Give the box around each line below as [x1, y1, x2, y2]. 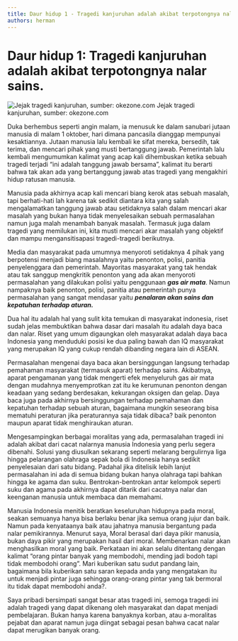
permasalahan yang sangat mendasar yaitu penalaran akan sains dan [7, 293, 214, 302]
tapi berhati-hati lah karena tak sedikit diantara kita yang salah [7, 197, 189, 205]
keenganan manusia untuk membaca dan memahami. [7, 493, 164, 501]
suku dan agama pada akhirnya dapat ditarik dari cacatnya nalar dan [7, 486, 208, 494]
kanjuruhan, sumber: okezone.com [7, 109, 109, 117]
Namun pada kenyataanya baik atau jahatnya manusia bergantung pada [7, 522, 217, 530]
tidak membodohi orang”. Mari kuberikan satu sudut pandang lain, [7, 559, 200, 568]
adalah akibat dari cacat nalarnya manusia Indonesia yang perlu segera [7, 440, 215, 449]
